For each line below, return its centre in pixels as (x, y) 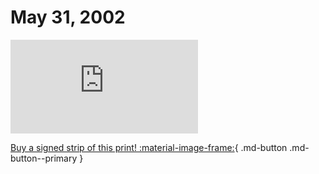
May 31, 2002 (68, 17)
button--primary (44, 158)
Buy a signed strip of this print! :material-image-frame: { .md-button (149, 147)
